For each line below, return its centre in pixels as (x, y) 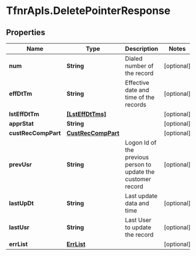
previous (137, 157)
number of (139, 66)
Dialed (134, 58)
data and (137, 203)
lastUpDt (21, 203)
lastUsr (19, 227)
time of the (140, 97)
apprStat (21, 124)
